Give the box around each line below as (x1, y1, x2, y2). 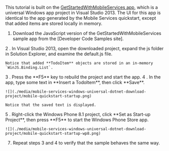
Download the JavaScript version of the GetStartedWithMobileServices (12, 30, 161, 36)
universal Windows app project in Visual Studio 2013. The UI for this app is (5, 10, 161, 16)
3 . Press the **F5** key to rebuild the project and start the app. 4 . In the (5, 74, 161, 80)
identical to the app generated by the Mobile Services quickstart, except (5, 15, 156, 21)
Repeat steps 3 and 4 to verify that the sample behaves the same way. (12, 140, 160, 146)
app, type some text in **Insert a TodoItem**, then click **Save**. (5, 80, 145, 85)
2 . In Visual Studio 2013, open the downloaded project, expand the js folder (5, 46, 164, 51)
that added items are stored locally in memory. (5, 20, 103, 26)
